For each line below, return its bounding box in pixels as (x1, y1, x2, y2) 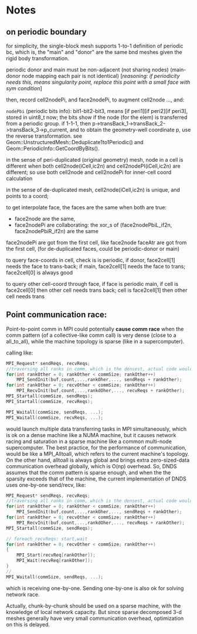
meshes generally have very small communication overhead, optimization (6, 615, 184, 622)
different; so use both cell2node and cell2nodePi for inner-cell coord (6, 169, 172, 176)
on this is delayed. (6, 621, 50, 628)
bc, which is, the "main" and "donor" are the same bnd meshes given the (6, 49, 183, 56)
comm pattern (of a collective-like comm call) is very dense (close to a (6, 332, 177, 339)
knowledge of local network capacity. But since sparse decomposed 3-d (6, 608, 182, 615)
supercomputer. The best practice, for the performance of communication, (6, 444, 186, 451)
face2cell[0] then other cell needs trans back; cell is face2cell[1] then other (6, 287, 188, 294)
